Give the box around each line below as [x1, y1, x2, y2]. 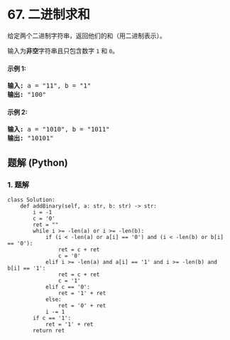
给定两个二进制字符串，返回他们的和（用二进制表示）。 [7, 31, 166, 40]
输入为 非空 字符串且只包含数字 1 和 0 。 [7, 46, 119, 55]
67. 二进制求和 [7, 6, 91, 23]
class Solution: [7, 196, 55, 203]
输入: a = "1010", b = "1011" [7, 125, 110, 134]
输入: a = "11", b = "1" [7, 82, 92, 90]
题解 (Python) [7, 156, 69, 169]
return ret [33, 327, 65, 334]
